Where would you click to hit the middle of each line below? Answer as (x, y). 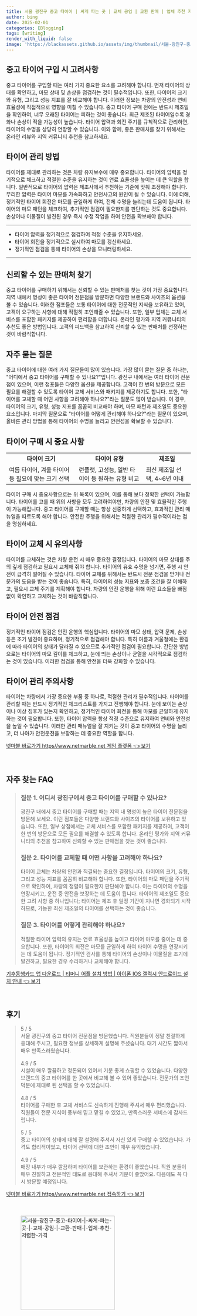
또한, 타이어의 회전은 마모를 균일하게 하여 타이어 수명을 (105, 946)
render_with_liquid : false (39, 39)
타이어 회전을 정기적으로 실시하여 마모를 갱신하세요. (73, 241)
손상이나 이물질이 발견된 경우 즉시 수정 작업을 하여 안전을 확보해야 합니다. (90, 216)
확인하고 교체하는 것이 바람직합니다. (57, 596)
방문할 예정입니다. (47, 1182)
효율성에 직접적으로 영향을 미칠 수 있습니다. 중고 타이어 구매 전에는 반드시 (90, 107)
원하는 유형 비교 (119, 478)
